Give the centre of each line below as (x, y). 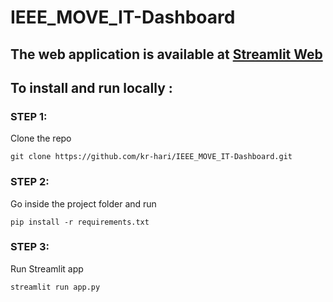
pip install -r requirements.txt (80, 222)
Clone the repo (41, 138)
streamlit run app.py (55, 287)
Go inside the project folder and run (83, 203)
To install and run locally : (91, 87)
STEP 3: (30, 247)
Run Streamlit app (47, 268)
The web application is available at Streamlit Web (166, 54)
